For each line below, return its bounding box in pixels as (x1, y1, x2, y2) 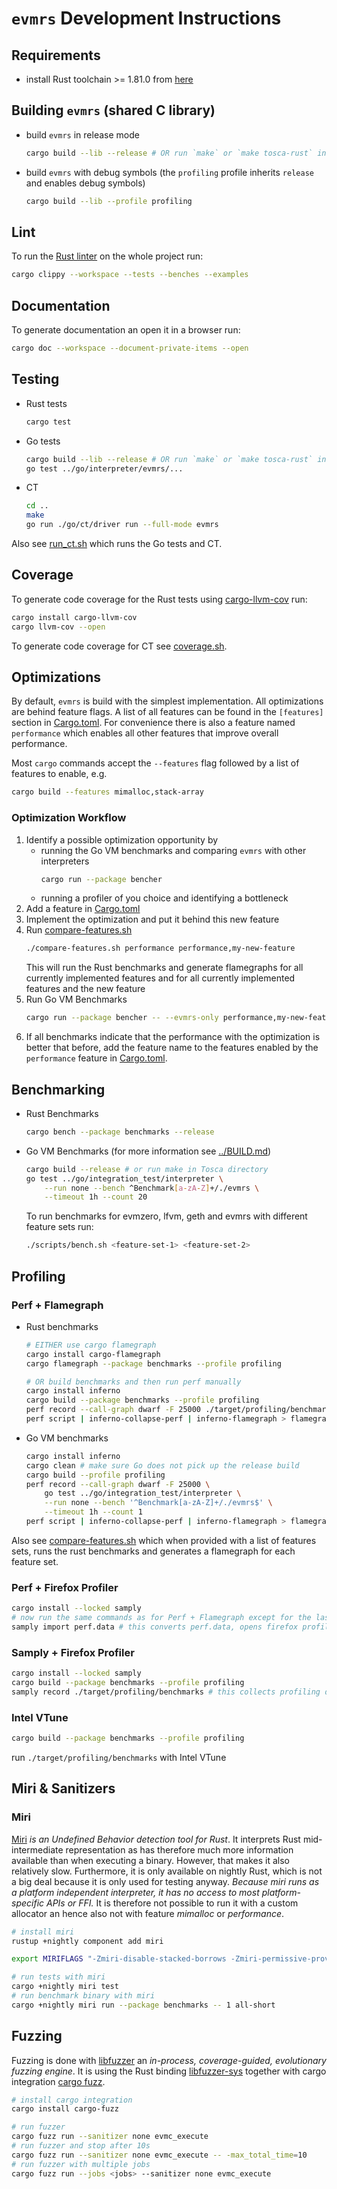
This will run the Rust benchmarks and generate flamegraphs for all (25, 962, 304, 974)
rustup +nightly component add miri (11, 1936, 164, 1946)
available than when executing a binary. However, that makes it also (11, 1854, 290, 1866)
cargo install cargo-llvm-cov (11, 612, 138, 622)
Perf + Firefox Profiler (11, 1580, 119, 1594)
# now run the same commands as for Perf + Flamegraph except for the (11, 1613, 312, 1623)
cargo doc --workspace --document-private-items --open (11, 343, 249, 354)
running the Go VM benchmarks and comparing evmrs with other (40, 844, 307, 856)
